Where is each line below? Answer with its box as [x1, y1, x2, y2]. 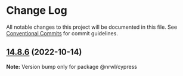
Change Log [6, 4, 67, 17]
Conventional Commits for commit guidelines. [6, 29, 118, 37]
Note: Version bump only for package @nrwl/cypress [6, 63, 137, 70]
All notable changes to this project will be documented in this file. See [6, 23, 178, 31]
